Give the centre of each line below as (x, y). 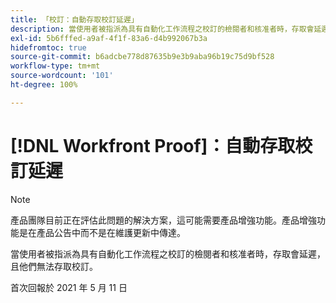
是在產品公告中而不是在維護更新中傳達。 (102, 232)
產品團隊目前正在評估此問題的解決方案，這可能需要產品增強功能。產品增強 (163, 220)
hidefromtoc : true (48, 47)
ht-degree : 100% (44, 85)
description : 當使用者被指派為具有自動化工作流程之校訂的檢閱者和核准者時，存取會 (162, 29)
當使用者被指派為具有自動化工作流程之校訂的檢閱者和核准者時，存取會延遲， (168, 253)
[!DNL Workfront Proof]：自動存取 (153, 145)
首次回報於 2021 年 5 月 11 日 (69, 287)
